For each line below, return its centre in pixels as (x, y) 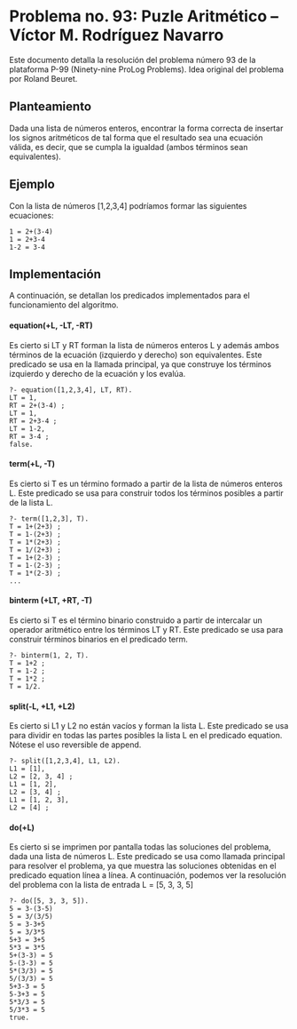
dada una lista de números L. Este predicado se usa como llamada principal (147, 857)
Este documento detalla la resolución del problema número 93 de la (133, 60)
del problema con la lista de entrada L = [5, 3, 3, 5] (101, 885)
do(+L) (22, 827)
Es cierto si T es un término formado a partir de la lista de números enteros (146, 483)
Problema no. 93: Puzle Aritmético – (144, 16)
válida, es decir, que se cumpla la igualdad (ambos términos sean (129, 147)
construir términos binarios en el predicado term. (99, 639)
